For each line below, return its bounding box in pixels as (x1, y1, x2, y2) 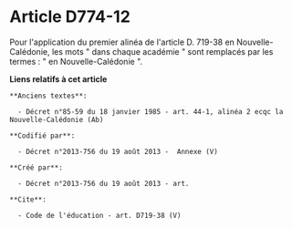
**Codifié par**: (9, 130, 76, 140)
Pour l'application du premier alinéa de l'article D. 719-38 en (9, 36, 235, 47)
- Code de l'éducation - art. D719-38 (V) (17, 211, 182, 220)
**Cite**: (9, 194, 47, 204)
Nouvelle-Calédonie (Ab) (9, 115, 104, 124)
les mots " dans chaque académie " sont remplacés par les (51, 46, 274, 57)
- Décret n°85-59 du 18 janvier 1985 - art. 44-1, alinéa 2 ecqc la (17, 107, 284, 116)
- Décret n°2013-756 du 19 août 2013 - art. (17, 179, 190, 188)
